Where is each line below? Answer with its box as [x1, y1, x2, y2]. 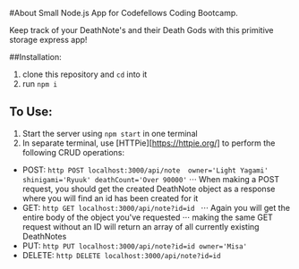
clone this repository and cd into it [21, 69, 148, 80]
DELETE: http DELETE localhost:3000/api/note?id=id [21, 249, 221, 260]
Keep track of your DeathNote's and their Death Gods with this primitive [9, 25, 275, 35]
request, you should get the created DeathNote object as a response [21, 183, 276, 194]
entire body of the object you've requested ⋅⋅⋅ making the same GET [21, 212, 273, 223]
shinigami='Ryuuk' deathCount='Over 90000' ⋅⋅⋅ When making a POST [21, 173, 280, 184]
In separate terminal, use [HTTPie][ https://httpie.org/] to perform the [21, 138, 276, 148]
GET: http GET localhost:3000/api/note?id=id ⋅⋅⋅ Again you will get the [21, 202, 291, 213]
